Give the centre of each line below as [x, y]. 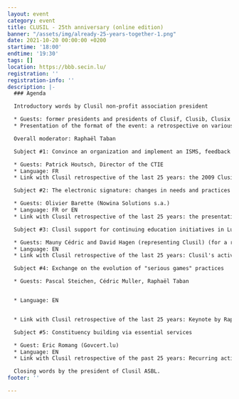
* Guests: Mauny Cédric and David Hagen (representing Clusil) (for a [121, 242]
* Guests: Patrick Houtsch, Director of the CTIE [89, 165]
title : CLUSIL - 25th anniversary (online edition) [85, 27]
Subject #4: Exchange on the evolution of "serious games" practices [119, 269]
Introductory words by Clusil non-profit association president [111, 107]
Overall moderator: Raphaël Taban [65, 139]
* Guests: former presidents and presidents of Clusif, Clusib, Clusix [122, 119]
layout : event [28, 14]
